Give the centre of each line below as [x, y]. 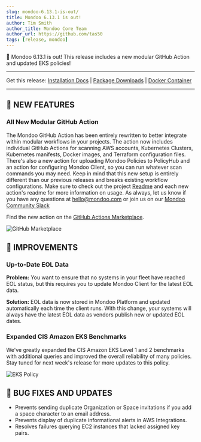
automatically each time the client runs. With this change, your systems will [99, 308]
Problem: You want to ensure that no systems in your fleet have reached [96, 277]
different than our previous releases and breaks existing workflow [87, 180]
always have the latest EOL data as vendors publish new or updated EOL [95, 315]
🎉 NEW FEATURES [40, 105]
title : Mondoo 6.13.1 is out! [44, 17]
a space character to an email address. [63, 414]
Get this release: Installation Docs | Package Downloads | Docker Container [99, 80]
